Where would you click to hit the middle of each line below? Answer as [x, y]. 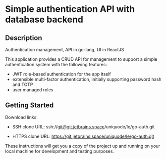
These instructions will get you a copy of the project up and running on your [83, 146]
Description [24, 38]
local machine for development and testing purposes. [60, 151]
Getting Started [29, 105]
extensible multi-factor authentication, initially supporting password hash [87, 79]
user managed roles [33, 90]
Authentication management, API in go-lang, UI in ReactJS [65, 50]
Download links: [22, 117]
